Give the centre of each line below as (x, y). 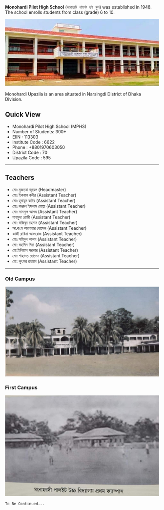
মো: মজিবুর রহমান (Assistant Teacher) (45, 222)
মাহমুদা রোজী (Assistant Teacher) (41, 217)
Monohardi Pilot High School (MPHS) (49, 126)
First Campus (21, 388)
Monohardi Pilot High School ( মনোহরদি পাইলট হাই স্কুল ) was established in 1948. (79, 7)
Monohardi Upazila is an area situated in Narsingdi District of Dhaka (73, 94)
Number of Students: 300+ (39, 131)
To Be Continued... (25, 504)
